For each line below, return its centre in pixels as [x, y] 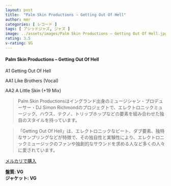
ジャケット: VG [21, 178]
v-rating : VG [19, 43]
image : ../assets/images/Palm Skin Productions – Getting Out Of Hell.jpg [86, 34]
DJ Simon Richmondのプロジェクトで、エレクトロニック [95, 107]
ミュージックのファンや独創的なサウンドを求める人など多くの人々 [96, 144]
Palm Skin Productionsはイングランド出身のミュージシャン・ [81, 101]
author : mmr [18, 19]
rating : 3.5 [18, 39]
